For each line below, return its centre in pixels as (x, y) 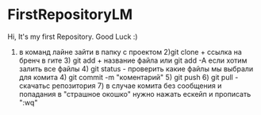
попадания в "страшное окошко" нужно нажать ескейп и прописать (135, 94)
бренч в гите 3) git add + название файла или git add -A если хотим (133, 60)
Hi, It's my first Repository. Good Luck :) (73, 36)
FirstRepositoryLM (70, 15)
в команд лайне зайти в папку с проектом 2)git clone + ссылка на (130, 52)
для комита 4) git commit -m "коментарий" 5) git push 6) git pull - (129, 77)
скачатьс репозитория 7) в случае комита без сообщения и (120, 86)
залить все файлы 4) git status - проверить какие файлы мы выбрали (136, 68)
